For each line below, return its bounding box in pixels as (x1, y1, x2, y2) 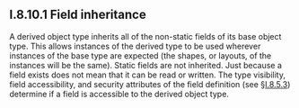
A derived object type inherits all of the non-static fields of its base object (9, 31, 282, 41)
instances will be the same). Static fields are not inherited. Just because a (9, 59, 283, 70)
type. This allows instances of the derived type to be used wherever (9, 40, 261, 51)
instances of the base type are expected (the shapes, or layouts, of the (9, 49, 272, 61)
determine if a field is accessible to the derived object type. (9, 88, 229, 99)
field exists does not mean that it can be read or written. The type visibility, (9, 69, 286, 80)
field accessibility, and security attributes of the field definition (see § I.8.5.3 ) (9, 78, 291, 89)
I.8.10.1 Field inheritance (9, 7, 146, 22)
